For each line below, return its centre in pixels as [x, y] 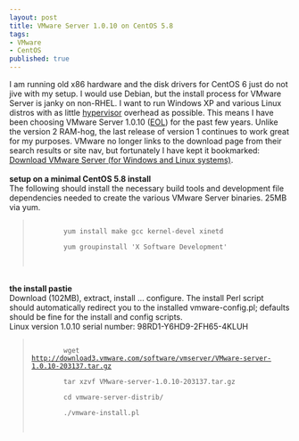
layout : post [33, 17]
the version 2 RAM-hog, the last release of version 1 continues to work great [149, 131]
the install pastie [41, 289]
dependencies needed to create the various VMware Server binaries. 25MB [148, 198]
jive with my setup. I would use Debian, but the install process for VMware [145, 94]
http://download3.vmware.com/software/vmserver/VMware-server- [151, 358]
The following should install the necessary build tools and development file [146, 188]
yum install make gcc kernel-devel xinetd [144, 232]
